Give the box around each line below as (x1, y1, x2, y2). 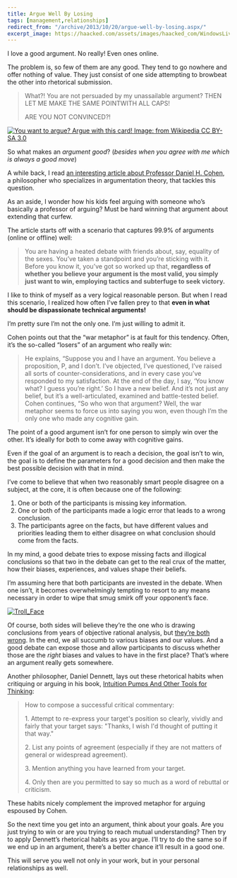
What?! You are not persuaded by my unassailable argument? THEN (24, 92, 222, 100)
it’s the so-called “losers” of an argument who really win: (7, 341, 172, 349)
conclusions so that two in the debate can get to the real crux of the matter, (7, 558, 226, 566)
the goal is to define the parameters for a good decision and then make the (7, 456, 225, 465)
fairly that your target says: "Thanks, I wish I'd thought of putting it (24, 722, 218, 731)
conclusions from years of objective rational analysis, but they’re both (7, 628, 210, 637)
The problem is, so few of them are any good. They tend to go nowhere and (7, 63, 227, 71)
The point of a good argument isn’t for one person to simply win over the (7, 428, 219, 437)
